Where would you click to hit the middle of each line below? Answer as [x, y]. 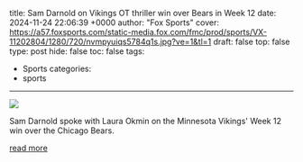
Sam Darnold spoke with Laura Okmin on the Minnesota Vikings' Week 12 [146, 121]
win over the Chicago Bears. [62, 130]
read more [28, 148]
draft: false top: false [252, 41]
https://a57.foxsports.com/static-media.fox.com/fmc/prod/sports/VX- [138, 32]
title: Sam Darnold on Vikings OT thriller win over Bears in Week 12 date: [143, 13]
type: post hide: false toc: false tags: [77, 51]
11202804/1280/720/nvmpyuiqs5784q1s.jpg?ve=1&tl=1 [110, 41]
